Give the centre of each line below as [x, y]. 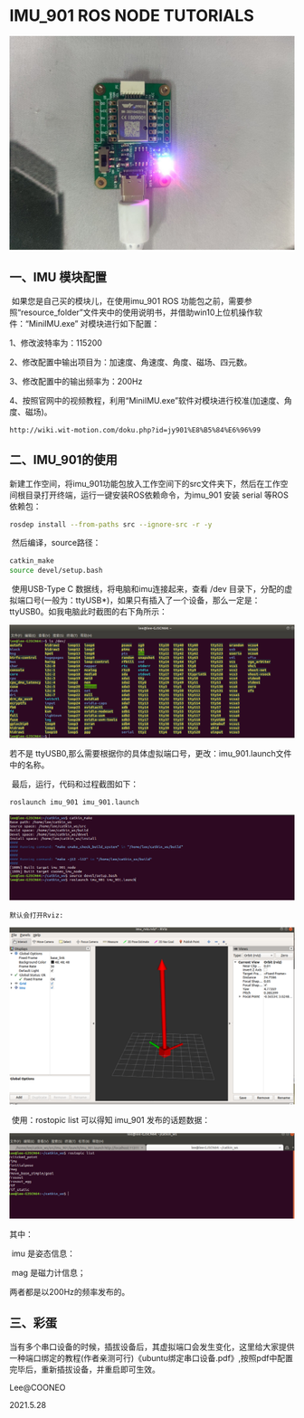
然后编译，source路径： [56, 543]
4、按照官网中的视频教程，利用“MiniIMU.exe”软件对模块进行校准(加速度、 [147, 400]
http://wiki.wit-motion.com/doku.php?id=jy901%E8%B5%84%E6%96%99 [135, 430]
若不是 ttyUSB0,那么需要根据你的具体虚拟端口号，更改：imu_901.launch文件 [151, 754]
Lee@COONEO [38, 1387]
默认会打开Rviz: [37, 916]
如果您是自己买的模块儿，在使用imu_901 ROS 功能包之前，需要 [128, 300]
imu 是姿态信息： [43, 1253]
